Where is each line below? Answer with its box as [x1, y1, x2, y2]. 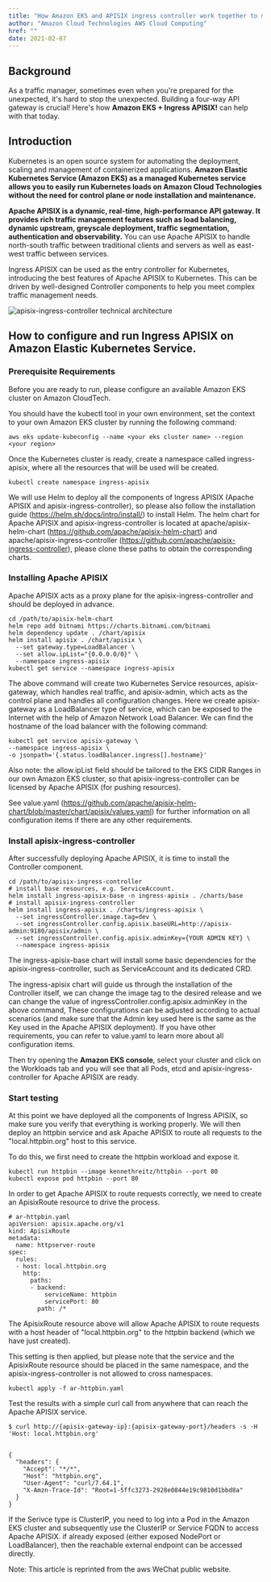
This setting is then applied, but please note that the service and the [8, 1352, 235, 1362]
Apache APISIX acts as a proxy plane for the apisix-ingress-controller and [8, 591, 254, 600]
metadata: [8, 1234, 42, 1242]
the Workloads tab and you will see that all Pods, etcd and [8, 1064, 202, 1074]
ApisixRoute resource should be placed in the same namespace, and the [8, 1360, 249, 1370]
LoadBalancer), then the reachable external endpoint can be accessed [8, 1540, 243, 1550]
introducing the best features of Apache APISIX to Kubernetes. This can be [8, 273, 257, 282]
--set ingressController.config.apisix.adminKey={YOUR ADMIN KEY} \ [15, 934, 251, 942]
